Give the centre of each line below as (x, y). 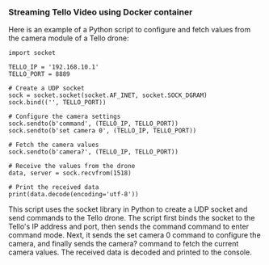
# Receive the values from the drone (72, 166)
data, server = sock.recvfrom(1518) (70, 173)
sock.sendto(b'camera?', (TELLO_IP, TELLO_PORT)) (94, 152)
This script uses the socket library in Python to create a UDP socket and (128, 209)
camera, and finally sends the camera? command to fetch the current (124, 244)
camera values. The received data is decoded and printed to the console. (130, 252)
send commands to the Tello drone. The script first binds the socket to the (132, 218)
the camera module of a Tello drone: (69, 38)
